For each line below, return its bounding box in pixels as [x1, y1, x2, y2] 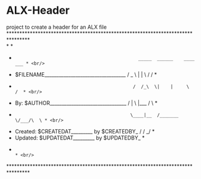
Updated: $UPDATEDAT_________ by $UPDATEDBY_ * [14, 134, 145, 141]
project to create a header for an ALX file [6, 23, 107, 31]
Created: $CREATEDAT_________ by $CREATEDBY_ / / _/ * [14, 128, 155, 135]
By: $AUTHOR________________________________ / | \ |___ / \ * [14, 99, 158, 107]
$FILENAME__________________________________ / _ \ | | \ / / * [14, 71, 157, 78]
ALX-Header [6, 4, 70, 17]
